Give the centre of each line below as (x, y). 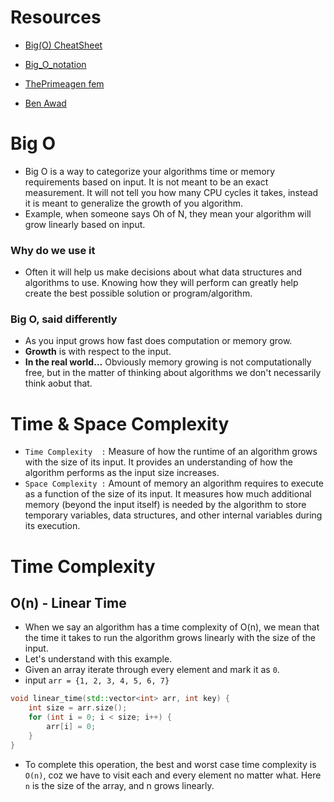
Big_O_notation (55, 64)
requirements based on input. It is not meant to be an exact (146, 182)
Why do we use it (53, 250)
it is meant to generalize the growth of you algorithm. (134, 203)
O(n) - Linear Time (68, 602)
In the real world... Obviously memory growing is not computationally (168, 362)
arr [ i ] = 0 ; (71, 727)
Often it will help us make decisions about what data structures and (163, 272)
